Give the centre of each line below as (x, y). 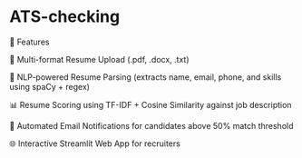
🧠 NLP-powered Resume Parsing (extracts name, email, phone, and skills (146, 77)
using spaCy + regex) (50, 86)
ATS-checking (65, 17)
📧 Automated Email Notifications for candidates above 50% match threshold (151, 125)
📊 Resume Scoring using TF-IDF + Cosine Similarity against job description (151, 104)
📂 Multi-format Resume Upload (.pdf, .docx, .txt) (99, 59)
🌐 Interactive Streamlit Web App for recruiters (95, 143)
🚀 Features (29, 42)
